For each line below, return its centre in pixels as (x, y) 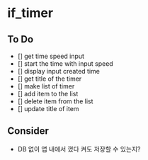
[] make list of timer (46, 86)
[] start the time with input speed (65, 64)
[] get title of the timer (50, 79)
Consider (28, 131)
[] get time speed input (51, 56)
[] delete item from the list (55, 101)
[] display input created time (59, 71)
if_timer (30, 13)
